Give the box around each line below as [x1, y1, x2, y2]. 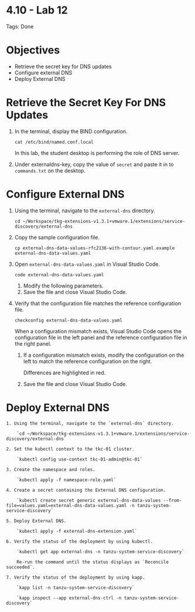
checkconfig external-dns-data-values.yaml [14, 317, 123, 323]
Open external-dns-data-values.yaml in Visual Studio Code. [14, 261, 160, 268]
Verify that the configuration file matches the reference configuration [14, 300, 182, 307]
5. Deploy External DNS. [6, 518, 67, 524]
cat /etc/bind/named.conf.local [14, 139, 94, 145]
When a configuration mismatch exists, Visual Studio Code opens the [14, 327, 182, 334]
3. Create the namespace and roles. [6, 466, 95, 472]
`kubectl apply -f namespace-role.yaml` [16, 476, 117, 483]
